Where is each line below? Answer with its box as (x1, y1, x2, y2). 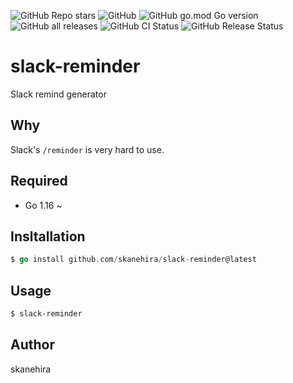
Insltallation (10, 228, 86, 245)
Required (10, 173, 68, 190)
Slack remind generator (10, 88, 107, 100)
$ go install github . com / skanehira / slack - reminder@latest (10, 255, 257, 265)
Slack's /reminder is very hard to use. (10, 143, 165, 155)
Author (10, 336, 55, 354)
